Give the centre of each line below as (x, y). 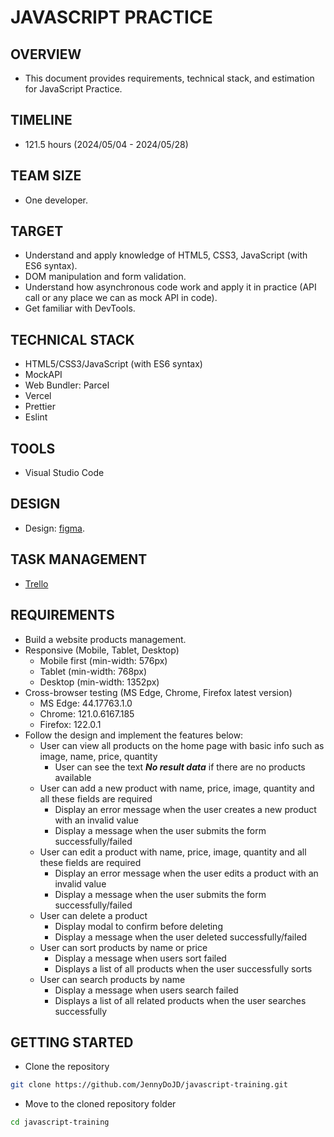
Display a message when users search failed (146, 990)
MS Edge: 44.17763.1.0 (86, 703)
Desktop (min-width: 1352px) (99, 682)
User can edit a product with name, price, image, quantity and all (173, 852)
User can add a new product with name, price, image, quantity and (177, 788)
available (73, 777)
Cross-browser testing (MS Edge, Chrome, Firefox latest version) (158, 692)
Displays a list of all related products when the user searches (180, 1000)
